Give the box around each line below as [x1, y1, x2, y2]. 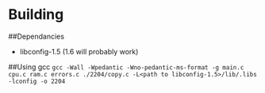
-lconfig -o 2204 [8, 77, 66, 85]
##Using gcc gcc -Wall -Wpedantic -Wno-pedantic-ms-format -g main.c [8, 61, 244, 72]
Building [8, 6, 64, 24]
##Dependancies [8, 32, 65, 41]
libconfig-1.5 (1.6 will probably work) [19, 46, 139, 56]
